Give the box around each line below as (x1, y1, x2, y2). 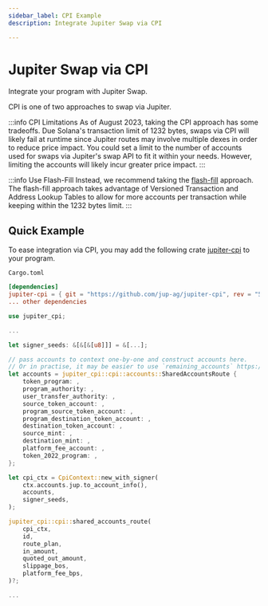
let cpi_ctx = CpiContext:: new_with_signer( (8, 474, 159, 482)
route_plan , (22, 540, 62, 548)
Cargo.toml (8, 269, 45, 277)
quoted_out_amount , (22, 555, 88, 563)
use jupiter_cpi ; (8, 312, 66, 320)
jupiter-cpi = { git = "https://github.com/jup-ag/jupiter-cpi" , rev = (8, 290, 251, 299)
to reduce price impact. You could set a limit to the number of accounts (8, 143, 242, 152)
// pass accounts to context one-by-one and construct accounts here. (8, 356, 248, 364)
